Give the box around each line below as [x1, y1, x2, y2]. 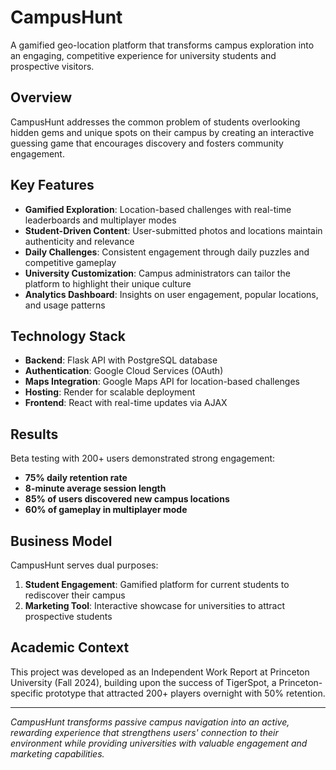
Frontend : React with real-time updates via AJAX [24, 397, 228, 409]
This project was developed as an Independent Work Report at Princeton [10, 666, 310, 678]
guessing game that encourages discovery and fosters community [10, 137, 284, 149]
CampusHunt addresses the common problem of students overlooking [10, 116, 301, 128]
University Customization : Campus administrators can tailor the [24, 267, 291, 279]
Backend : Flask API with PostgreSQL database [24, 354, 218, 366]
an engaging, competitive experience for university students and [10, 49, 277, 61]
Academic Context [10, 639, 130, 656]
